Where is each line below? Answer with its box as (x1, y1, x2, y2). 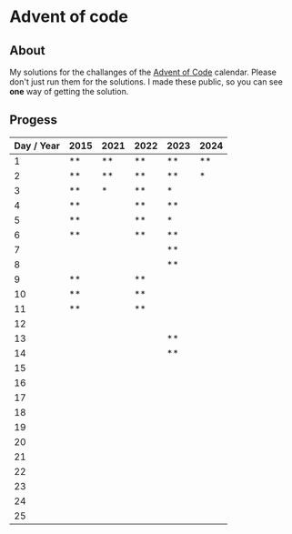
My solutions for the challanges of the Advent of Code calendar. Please (9, 66, 277, 77)
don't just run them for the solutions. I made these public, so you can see (9, 76, 284, 87)
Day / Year (14, 139, 61, 152)
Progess (9, 112, 57, 128)
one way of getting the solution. (9, 86, 129, 96)
